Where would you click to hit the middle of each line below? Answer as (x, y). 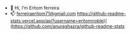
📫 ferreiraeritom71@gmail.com (43, 13)
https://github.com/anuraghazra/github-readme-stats (68, 26)
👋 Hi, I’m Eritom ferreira (35, 8)
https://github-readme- (102, 13)
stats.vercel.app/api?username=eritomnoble (57, 21)
